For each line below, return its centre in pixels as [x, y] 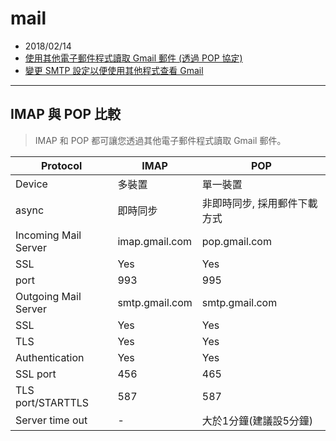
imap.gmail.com [154, 241]
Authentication [50, 357]
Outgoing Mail [48, 296]
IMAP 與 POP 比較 [66, 114]
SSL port [36, 374]
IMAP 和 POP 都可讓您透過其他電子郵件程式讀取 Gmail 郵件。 [160, 140]
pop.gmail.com [236, 241]
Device [31, 184]
